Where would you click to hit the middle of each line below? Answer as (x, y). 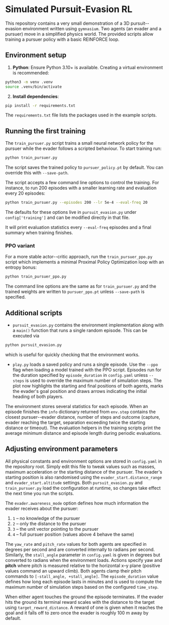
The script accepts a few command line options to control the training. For (82, 183)
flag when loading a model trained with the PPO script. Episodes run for (87, 370)
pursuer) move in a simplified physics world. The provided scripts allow (79, 34)
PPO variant (20, 246)
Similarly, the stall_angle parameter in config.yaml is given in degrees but (83, 555)
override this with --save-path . (37, 173)
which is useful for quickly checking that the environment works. (72, 355)
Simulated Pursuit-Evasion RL (69, 9)
